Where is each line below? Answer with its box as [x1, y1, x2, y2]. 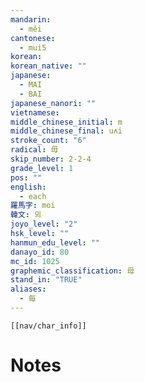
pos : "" [10, 172, 43, 183]
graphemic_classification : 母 [10, 266, 135, 276]
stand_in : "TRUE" [10, 275, 83, 285]
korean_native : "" [10, 61, 87, 71]
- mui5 [19, 42, 47, 53]
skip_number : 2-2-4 [10, 154, 92, 164]
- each [19, 191, 47, 201]
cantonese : [10, 33, 56, 43]
